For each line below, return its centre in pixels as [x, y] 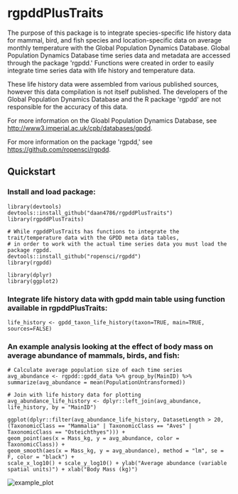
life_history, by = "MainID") [52, 407]
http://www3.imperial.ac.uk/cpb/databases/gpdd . [80, 128]
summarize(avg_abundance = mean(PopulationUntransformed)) [97, 383]
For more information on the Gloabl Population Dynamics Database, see [112, 120]
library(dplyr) [30, 275]
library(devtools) [34, 207]
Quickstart [32, 172]
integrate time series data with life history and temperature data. [101, 70]
